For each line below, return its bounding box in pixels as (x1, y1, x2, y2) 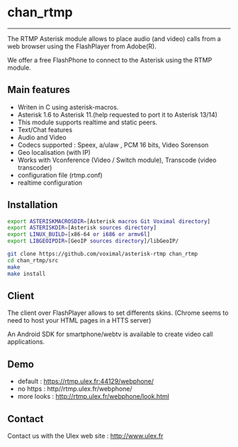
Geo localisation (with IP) (17, 148, 91, 156)
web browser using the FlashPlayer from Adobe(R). (7, 42, 157, 50)
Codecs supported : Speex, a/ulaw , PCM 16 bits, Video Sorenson (17, 140, 209, 149)
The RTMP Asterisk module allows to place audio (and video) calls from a (7, 34, 221, 43)
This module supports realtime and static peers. (17, 118, 158, 126)
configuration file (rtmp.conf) (17, 171, 103, 179)
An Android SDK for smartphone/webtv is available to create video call (7, 330, 213, 338)
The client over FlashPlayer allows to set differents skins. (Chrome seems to (7, 308, 229, 317)
